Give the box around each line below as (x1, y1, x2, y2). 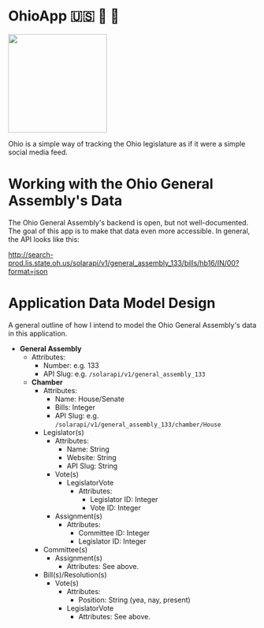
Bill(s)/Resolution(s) (43, 570, 108, 579)
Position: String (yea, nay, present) (78, 595, 191, 604)
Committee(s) (43, 544, 88, 554)
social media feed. (8, 147, 69, 157)
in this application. (8, 329, 68, 338)
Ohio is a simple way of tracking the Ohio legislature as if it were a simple (8, 139, 246, 148)
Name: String (66, 444, 110, 454)
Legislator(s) (43, 427, 84, 437)
